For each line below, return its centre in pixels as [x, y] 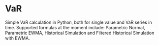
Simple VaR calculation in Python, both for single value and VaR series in [79, 22]
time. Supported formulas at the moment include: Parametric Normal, [75, 27]
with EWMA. [18, 38]
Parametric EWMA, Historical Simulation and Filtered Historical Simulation [80, 33]
